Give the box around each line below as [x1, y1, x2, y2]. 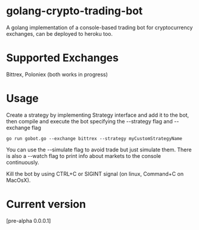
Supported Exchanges [6, 51, 119, 65]
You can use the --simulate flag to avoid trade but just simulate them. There [6, 146, 192, 153]
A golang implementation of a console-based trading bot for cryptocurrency [6, 24, 193, 31]
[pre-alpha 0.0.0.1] [6, 217, 51, 224]
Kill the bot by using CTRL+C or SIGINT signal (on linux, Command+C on [6, 170, 184, 177]
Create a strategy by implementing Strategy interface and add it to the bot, [6, 111, 189, 119]
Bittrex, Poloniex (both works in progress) [6, 70, 108, 78]
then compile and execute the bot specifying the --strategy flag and [6, 117, 173, 125]
